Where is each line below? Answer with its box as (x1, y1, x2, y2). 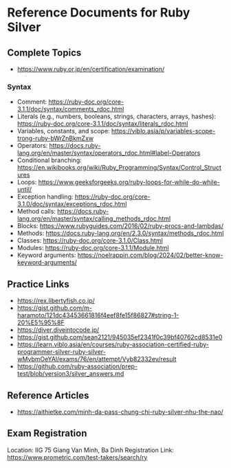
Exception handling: (16, 192, 74, 201)
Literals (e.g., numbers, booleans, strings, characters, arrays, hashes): (16, 112, 217, 121)
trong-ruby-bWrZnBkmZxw (16, 134, 94, 142)
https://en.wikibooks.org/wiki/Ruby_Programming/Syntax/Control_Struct (16, 164, 222, 172)
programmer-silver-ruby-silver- (16, 348, 107, 356)
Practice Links (7, 278, 70, 290)
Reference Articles (7, 390, 89, 401)
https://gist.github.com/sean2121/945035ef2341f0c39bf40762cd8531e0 (16, 333, 223, 342)
